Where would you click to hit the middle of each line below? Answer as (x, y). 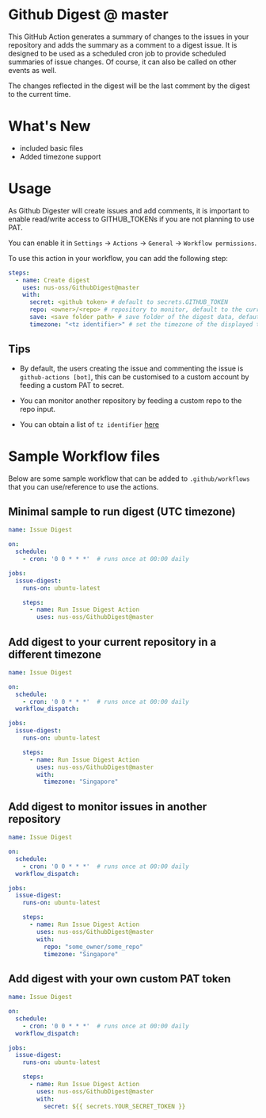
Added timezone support (60, 156)
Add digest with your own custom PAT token (120, 979)
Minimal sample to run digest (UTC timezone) (122, 511)
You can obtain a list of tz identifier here (89, 424)
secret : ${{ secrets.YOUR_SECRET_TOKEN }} (114, 1106)
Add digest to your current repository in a (112, 642)
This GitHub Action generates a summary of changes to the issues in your (129, 36)
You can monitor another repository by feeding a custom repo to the (131, 400)
